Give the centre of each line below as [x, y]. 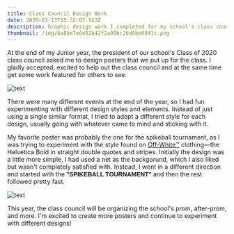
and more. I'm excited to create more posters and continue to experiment [112, 216]
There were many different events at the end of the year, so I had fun [106, 102]
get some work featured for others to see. [67, 75]
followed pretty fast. [36, 182]
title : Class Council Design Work [57, 14]
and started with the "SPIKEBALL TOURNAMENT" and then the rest [105, 174]
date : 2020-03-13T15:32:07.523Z [54, 20]
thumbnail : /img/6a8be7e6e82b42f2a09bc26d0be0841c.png [88, 33]
